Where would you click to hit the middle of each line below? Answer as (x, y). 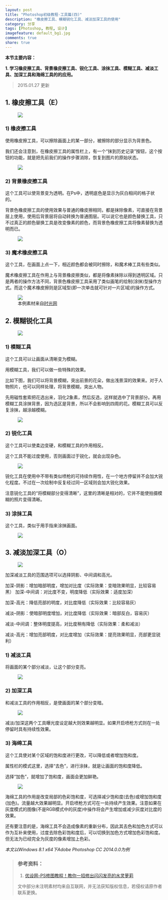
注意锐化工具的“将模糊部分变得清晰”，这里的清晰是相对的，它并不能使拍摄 (82, 493)
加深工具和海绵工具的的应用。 (44, 74)
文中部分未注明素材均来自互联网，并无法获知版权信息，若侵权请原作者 (90, 886)
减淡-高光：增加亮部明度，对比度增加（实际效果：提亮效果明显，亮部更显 (81, 635)
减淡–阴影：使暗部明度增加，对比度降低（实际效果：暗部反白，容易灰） (78, 613)
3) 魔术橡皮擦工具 (26, 253)
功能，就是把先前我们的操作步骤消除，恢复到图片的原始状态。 (77, 157)
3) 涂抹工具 (19, 513)
